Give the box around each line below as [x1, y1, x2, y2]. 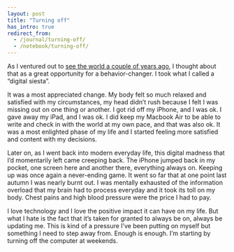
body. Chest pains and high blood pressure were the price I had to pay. [7, 193, 212, 202]
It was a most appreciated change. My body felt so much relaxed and [7, 90, 207, 99]
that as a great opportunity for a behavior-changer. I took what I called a [7, 69, 214, 78]
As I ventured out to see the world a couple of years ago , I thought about [7, 62, 217, 70]
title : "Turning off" [7, 17, 71, 24]
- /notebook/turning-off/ [13, 43, 89, 50]
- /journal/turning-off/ [13, 36, 86, 43]
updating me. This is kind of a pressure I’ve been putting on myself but [7, 222, 211, 230]
